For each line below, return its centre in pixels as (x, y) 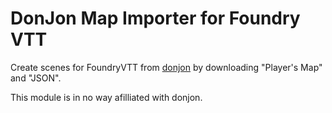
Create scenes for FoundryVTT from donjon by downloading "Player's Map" (166, 67)
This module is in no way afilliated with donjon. (106, 97)
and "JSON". (36, 78)
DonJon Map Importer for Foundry (155, 18)
